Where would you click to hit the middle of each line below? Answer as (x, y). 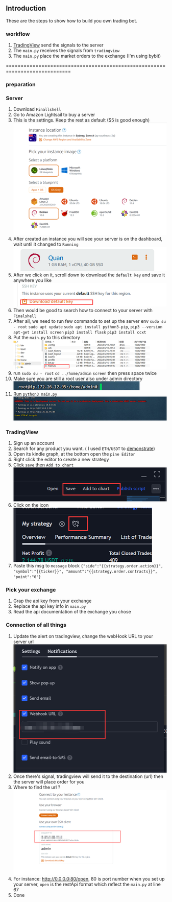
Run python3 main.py (35, 394)
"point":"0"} (27, 577)
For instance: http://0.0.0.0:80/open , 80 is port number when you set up (89, 879)
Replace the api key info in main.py (50, 606)
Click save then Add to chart (43, 465)
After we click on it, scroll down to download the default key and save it (89, 275)
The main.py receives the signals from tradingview (66, 51)
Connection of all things (36, 625)
